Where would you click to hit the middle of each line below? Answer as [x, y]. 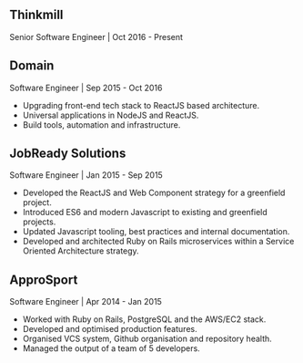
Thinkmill [36, 15]
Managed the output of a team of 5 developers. [111, 348]
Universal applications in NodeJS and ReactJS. [111, 115]
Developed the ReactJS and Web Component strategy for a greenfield [154, 193]
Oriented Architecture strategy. [81, 251]
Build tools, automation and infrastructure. [101, 124]
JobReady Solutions [68, 154]
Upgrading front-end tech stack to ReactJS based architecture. [141, 105]
